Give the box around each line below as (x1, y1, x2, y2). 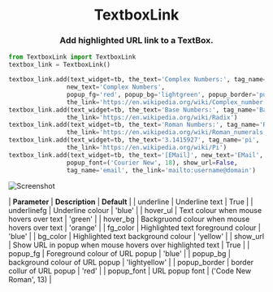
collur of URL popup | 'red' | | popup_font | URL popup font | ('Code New (8, 266, 252, 276)
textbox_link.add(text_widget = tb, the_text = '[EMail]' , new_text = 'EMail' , (8, 150, 264, 159)
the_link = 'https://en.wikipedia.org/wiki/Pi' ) (66, 144, 227, 152)
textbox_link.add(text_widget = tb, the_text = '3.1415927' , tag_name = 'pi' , (8, 136, 260, 144)
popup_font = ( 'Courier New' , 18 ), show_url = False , (66, 159, 238, 167)
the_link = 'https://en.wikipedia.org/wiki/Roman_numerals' (66, 129, 267, 137)
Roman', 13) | (8, 274, 52, 284)
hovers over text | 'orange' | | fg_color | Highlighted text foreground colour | (8, 222, 262, 233)
